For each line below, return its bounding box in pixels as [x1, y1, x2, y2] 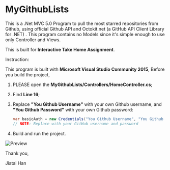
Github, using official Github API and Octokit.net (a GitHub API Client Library [5, 25, 164, 32]
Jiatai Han [5, 160, 26, 166]
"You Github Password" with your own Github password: [12, 106, 133, 112]
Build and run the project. [12, 130, 66, 136]
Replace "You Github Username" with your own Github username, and [12, 101, 162, 107]
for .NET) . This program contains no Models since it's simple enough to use [5, 31, 165, 37]
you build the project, [5, 71, 50, 77]
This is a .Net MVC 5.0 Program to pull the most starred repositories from [5, 20, 159, 26]
